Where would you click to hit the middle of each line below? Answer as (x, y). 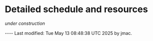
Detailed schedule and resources (76, 9)
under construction (25, 23)
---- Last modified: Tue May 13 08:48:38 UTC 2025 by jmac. (69, 33)
